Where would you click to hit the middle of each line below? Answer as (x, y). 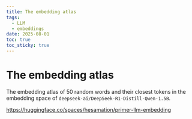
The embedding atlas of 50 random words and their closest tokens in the (96, 91)
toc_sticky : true (28, 46)
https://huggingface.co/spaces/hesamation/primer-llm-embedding (88, 109)
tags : (13, 17)
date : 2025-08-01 (28, 34)
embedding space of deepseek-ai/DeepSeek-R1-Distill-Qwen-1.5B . (88, 98)
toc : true (19, 40)
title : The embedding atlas (41, 12)
